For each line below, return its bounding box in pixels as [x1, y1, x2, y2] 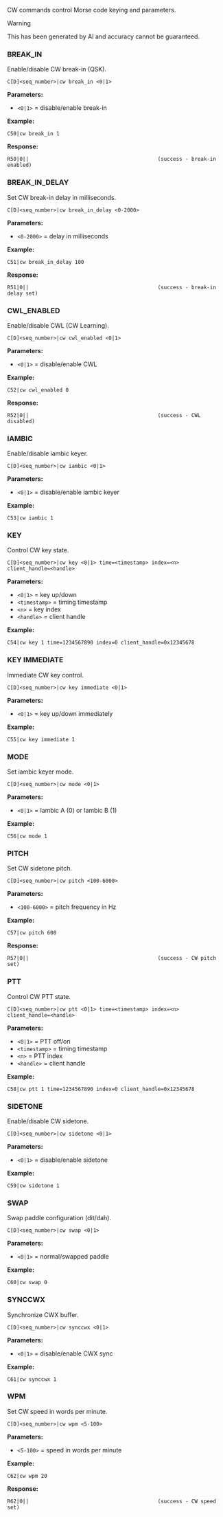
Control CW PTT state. [7, 992, 71, 1000]
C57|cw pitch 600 [7, 930, 57, 936]
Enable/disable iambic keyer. [7, 449, 88, 458]
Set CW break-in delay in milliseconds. [7, 193, 117, 201]
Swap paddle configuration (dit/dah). [7, 1214, 112, 1222]
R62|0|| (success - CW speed [7, 1498, 216, 1505]
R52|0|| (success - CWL [7, 412, 201, 418]
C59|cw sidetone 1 [7, 1182, 60, 1189]
